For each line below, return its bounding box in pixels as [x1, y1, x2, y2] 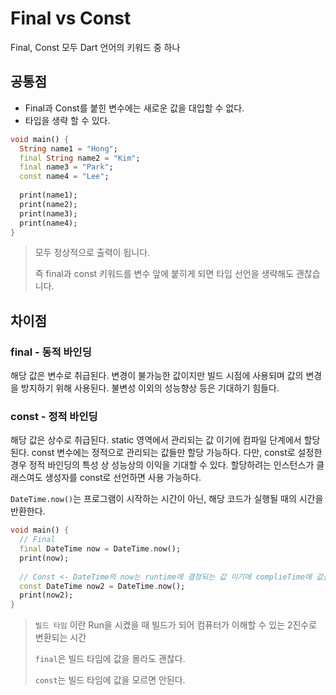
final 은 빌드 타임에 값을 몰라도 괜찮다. [34, 653, 186, 665]
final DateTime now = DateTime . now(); [19, 544, 182, 554]
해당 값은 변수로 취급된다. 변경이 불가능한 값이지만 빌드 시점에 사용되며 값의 [10, 370, 304, 382]
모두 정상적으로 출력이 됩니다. [34, 247, 151, 259]
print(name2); [19, 199, 78, 209]
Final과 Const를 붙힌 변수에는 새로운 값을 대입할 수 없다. [24, 102, 245, 114]
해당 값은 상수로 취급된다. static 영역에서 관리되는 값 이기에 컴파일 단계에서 [10, 434, 302, 446]
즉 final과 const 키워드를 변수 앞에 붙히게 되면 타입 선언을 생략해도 [34, 268, 295, 280]
